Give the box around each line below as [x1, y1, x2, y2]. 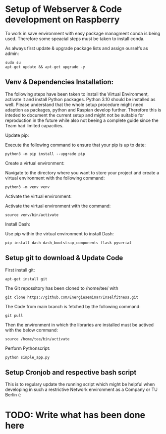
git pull [5, 313, 23, 318]
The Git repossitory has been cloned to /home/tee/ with [5, 285, 118, 291]
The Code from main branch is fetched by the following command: [5, 303, 141, 309]
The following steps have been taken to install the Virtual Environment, [5, 91, 149, 97]
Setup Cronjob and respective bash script [5, 368, 137, 377]
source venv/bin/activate [5, 212, 58, 217]
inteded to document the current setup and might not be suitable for [5, 112, 144, 118]
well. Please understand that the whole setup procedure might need [5, 102, 144, 108]
